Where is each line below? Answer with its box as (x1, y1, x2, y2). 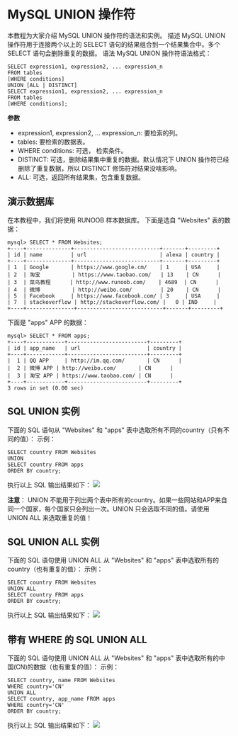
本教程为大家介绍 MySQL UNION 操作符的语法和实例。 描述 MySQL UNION (7, 31, 225, 40)
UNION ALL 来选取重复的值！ (7, 513, 93, 521)
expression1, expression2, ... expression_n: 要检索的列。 (17, 128, 182, 137)
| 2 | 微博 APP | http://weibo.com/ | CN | (7, 364, 174, 372)
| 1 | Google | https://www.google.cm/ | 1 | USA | (7, 264, 220, 271)
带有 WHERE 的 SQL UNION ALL (7, 633, 147, 645)
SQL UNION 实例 (7, 405, 80, 418)
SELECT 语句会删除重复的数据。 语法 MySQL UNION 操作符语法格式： (7, 49, 212, 57)
